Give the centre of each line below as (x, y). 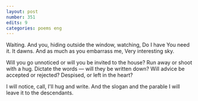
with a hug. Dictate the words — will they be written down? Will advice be (95, 69)
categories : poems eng (34, 28)
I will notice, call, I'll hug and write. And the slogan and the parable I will (93, 87)
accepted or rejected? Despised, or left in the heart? (69, 75)
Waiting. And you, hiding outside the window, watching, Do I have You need (98, 45)
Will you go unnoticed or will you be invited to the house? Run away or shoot (99, 63)
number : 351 (21, 17)
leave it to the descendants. (40, 93)
